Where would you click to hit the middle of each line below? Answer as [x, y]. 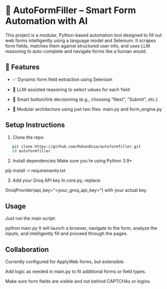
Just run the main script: [31, 218]
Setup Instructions [35, 125]
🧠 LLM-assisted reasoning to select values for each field [71, 89]
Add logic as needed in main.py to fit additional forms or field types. [76, 271]
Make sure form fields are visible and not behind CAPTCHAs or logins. [78, 281]
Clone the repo [28, 137]
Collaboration [27, 249]
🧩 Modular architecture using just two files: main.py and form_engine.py [87, 109]
